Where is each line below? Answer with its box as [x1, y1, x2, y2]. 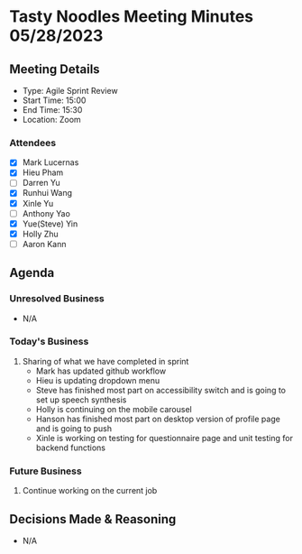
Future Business [9, 465, 83, 477]
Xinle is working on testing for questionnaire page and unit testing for [35, 432, 293, 443]
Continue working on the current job [22, 485, 158, 496]
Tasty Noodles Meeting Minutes [9, 6, 254, 27]
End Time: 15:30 [22, 105, 83, 115]
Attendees [9, 136, 57, 149]
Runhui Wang [22, 188, 73, 199]
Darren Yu [22, 178, 60, 189]
